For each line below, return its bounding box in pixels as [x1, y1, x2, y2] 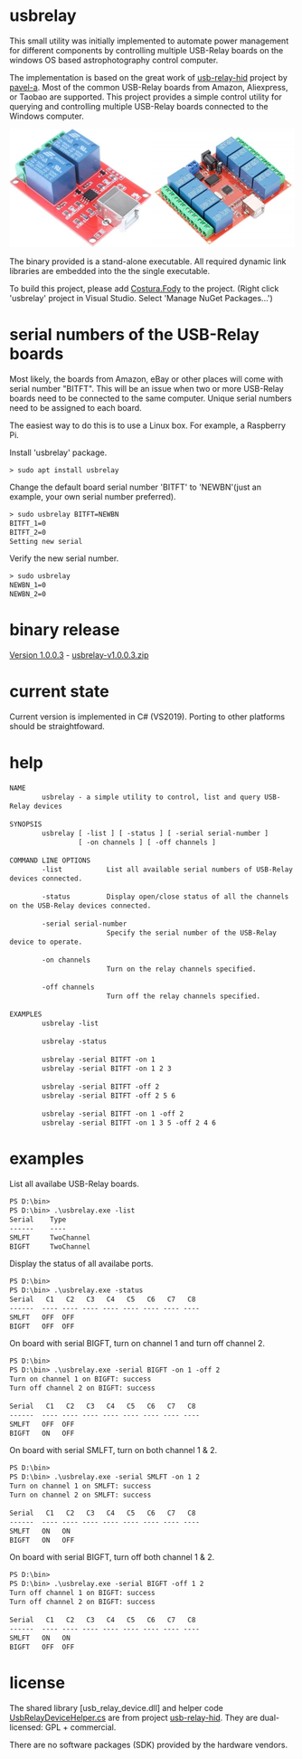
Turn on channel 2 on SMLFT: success [9, 1490, 152, 1499]
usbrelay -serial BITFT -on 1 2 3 [42, 1064, 172, 1073]
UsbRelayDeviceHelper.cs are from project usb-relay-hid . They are [9, 1712, 259, 1723]
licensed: [9, 1721, 43, 1733]
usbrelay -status [42, 1037, 107, 1046]
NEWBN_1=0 [9, 580, 47, 589]
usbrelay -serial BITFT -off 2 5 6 [42, 1091, 176, 1100]
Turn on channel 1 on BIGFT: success [9, 1374, 152, 1383]
